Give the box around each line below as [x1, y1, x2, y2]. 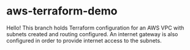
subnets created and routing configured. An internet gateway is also [6, 30, 178, 37]
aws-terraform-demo [6, 4, 118, 18]
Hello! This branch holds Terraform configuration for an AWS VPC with [6, 24, 184, 31]
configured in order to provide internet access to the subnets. [6, 37, 162, 44]
